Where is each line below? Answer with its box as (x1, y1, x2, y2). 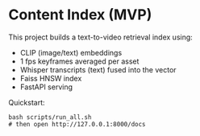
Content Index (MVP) (8, 6, 152, 24)
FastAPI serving (19, 82, 73, 92)
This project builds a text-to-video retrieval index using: (8, 32, 194, 42)
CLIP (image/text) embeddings (19, 47, 123, 57)
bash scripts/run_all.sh (8, 113, 92, 122)
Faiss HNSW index (19, 73, 82, 83)
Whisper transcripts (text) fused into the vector (19, 64, 177, 74)
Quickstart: (8, 97, 46, 107)
